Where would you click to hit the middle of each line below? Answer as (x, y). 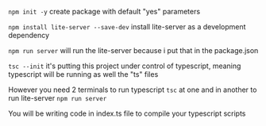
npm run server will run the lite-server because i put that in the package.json (133, 50)
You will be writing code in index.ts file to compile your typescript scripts (127, 113)
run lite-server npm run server (58, 98)
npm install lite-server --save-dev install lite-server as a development (127, 27)
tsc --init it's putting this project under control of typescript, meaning (125, 66)
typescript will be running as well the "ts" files (83, 74)
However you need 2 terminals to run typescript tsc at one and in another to (133, 90)
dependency (29, 35)
